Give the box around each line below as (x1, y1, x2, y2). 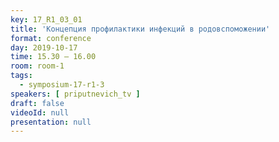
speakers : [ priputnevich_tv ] (10, 89, 141, 99)
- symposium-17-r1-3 (19, 80, 105, 90)
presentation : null (10, 117, 92, 127)
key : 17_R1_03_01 (10, 14, 83, 25)
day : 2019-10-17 (10, 42, 78, 53)
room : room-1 (10, 61, 65, 71)
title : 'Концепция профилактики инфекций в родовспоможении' (10, 24, 271, 34)
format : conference (10, 33, 92, 43)
